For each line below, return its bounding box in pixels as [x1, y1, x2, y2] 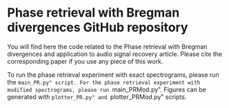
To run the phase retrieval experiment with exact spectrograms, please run [7, 71, 219, 79]
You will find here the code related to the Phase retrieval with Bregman [7, 42, 208, 51]
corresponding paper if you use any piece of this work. [7, 57, 163, 65]
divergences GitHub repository [7, 19, 188, 35]
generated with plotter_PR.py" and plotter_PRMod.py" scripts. [7, 92, 187, 101]
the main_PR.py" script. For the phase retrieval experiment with [7, 78, 201, 86]
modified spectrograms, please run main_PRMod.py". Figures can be [7, 85, 207, 93]
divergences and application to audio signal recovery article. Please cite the [7, 50, 223, 58]
